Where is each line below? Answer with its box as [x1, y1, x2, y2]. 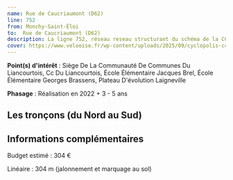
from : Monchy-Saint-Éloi [7, 23, 79, 30]
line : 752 [7, 17, 36, 24]
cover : [7, 42, 26, 49]
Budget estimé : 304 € [7, 152, 71, 160]
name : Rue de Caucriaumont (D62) [7, 10, 104, 17]
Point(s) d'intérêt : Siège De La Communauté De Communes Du [7, 62, 191, 69]
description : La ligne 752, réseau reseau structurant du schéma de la [7, 36, 218, 43]
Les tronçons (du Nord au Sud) [7, 109, 142, 121]
